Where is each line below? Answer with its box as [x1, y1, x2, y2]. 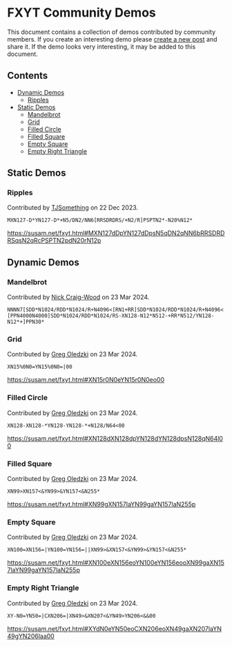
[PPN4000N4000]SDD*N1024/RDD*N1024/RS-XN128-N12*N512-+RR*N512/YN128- [7, 313, 215, 320]
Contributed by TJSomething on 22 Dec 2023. [7, 203, 139, 212]
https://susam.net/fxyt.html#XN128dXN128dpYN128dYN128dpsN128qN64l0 [7, 434, 223, 442]
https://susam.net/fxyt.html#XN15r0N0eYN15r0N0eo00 [7, 376, 164, 384]
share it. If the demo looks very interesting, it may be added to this [7, 42, 196, 51]
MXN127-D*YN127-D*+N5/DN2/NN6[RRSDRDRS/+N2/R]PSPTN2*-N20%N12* [7, 217, 193, 224]
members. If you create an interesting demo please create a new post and [7, 35, 217, 43]
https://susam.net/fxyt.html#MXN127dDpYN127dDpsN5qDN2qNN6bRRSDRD [7, 229, 225, 237]
